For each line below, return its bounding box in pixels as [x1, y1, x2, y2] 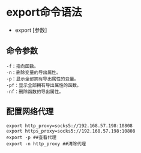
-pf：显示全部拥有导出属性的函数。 [6, 82, 82, 88]
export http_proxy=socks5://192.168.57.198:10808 [6, 122, 133, 129]
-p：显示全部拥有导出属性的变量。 [6, 76, 79, 82]
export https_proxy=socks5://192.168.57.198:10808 [6, 128, 136, 134]
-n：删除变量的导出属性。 [6, 70, 61, 76]
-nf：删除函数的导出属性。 [6, 88, 64, 95]
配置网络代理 [6, 106, 54, 117]
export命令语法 [6, 5, 82, 19]
